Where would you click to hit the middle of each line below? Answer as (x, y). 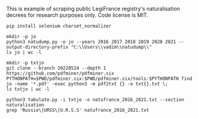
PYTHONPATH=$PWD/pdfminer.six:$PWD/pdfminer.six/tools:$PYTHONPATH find (99, 79)
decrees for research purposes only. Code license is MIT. (77, 15)
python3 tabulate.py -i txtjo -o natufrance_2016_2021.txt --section (95, 100)
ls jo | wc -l (24, 52)
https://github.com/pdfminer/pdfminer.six (60, 73)
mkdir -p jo (21, 37)
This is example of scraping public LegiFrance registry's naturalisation (93, 9)
